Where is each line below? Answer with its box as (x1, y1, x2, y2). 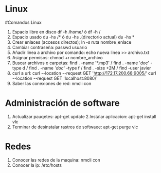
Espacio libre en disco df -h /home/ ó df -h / (12, 29, 101, 35)
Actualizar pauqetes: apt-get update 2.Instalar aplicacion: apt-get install (12, 113, 157, 120)
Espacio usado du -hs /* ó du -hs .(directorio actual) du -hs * (12, 34, 135, 40)
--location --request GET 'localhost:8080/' (12, 75, 98, 81)
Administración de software (5, 98, 120, 109)
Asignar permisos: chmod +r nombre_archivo (12, 54, 103, 60)
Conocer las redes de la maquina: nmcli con (12, 157, 101, 163)
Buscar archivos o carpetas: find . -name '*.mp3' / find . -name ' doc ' (12, 60, 149, 66)
